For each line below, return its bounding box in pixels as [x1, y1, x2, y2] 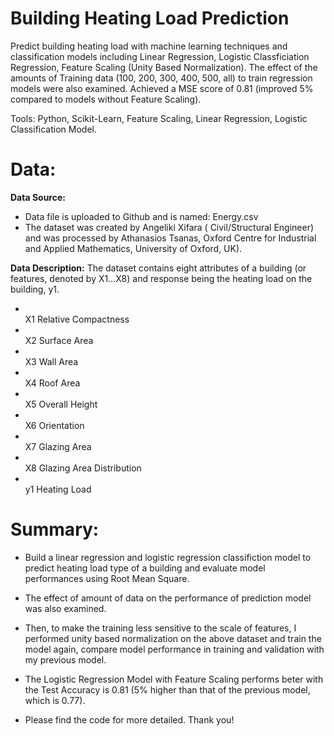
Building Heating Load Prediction [10, 7, 290, 30]
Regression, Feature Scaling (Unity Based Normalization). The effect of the [10, 61, 318, 73]
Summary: [10, 518, 100, 541]
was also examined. [24, 602, 107, 614]
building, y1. [10, 283, 60, 295]
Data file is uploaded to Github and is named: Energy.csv [24, 210, 259, 222]
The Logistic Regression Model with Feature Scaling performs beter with [24, 673, 324, 685]
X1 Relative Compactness [24, 313, 130, 325]
